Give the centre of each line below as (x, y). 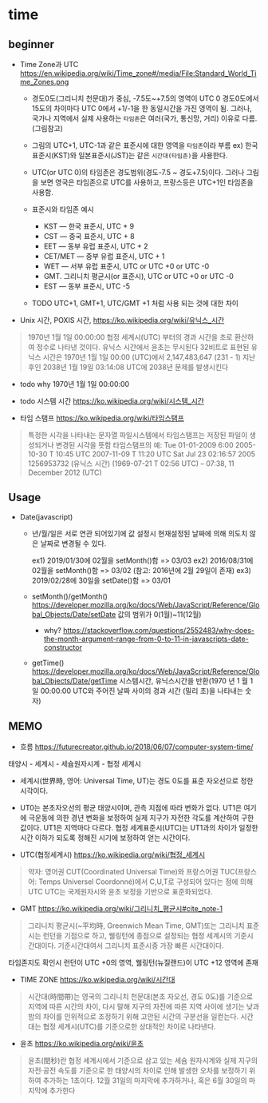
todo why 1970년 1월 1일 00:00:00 (75, 384)
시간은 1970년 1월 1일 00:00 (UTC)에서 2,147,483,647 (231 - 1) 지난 (149, 357)
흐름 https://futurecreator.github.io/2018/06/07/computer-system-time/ (136, 747)
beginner (31, 44)
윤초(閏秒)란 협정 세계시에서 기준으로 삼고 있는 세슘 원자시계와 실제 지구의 (142, 1060)
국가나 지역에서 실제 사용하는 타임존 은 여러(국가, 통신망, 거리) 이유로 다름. (144, 118)
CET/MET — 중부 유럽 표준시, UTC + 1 (104, 256)
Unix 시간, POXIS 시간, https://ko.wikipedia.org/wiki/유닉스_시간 (122, 320)
